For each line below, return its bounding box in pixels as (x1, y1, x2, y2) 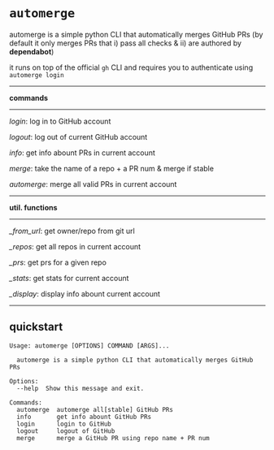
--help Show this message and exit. (16, 384, 145, 392)
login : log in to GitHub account (9, 116, 111, 126)
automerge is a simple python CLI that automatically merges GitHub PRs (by (9, 29, 263, 39)
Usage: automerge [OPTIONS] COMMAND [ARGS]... (9, 341, 170, 350)
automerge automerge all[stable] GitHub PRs (16, 405, 174, 413)
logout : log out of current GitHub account (9, 132, 148, 141)
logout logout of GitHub (16, 426, 115, 435)
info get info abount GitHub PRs (16, 413, 152, 421)
